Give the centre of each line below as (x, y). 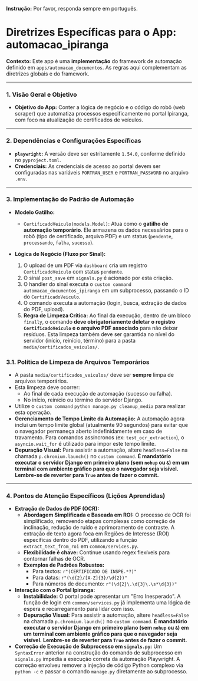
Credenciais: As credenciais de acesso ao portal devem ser (88, 166)
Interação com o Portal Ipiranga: (55, 590)
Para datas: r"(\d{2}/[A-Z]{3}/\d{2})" (80, 578)
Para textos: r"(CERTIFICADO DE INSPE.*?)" (85, 571)
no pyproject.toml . (38, 160)
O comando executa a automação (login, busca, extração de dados (105, 302)
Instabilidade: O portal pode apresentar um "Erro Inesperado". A (102, 596)
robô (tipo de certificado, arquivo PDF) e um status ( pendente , (98, 236)
